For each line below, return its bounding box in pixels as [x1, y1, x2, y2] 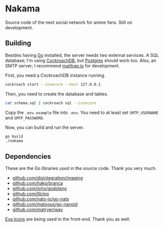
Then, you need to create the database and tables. [5, 91, 109, 97]
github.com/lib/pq [12, 191, 49, 197]
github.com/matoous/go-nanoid [12, 201, 78, 207]
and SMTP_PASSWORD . [5, 114, 45, 120]
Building [5, 39, 31, 48]
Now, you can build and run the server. [5, 124, 84, 130]
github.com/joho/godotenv [12, 185, 67, 191]
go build [5, 134, 23, 139]
